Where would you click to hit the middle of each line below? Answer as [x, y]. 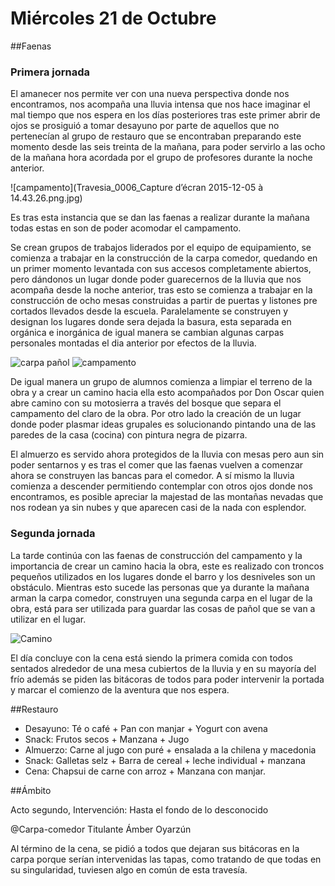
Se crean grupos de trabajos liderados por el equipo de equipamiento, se [161, 248]
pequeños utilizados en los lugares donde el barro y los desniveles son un [163, 576]
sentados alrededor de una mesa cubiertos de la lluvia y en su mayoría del [163, 668]
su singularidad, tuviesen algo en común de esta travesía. [129, 869]
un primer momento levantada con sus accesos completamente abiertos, [161, 269]
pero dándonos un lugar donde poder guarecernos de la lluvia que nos [156, 279]
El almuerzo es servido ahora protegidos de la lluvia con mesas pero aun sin [167, 454]
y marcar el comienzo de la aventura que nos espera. [120, 689]
